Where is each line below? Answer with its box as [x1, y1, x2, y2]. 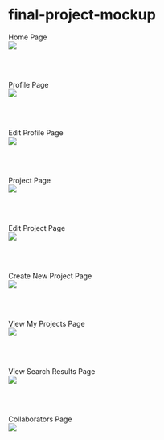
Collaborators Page [8, 414, 72, 424]
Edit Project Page [8, 223, 66, 232]
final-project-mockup [8, 6, 157, 24]
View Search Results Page [8, 366, 96, 376]
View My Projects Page [8, 319, 86, 328]
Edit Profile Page [8, 127, 64, 138]
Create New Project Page [8, 271, 92, 281]
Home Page [8, 32, 47, 42]
